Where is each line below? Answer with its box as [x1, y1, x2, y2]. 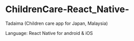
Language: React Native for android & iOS [5, 30, 93, 36]
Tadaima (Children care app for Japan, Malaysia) [5, 20, 108, 26]
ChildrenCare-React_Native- [5, 4, 129, 15]
